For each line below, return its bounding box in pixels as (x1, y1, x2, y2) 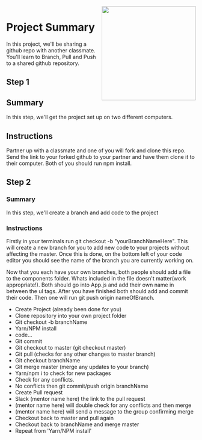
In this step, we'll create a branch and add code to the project (6, 209, 159, 216)
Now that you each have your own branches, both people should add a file (6, 268, 191, 276)
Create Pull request (14, 388, 63, 396)
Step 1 (6, 77, 30, 87)
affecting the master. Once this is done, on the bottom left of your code (6, 250, 182, 258)
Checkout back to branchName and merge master (14, 421, 139, 428)
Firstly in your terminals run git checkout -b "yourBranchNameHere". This (6, 237, 188, 244)
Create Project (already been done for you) (14, 305, 122, 312)
